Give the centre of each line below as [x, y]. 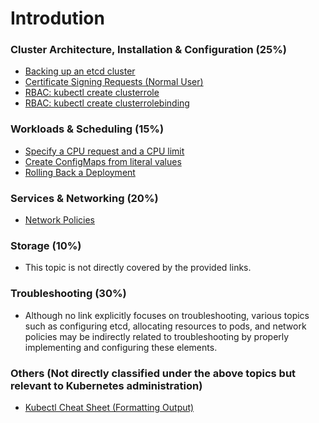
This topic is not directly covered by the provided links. [138, 268]
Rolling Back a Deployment [80, 172]
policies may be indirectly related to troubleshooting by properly [157, 336]
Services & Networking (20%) [84, 198]
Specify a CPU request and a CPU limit [104, 151]
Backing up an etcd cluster [80, 71]
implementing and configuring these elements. [121, 347]
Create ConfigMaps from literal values [103, 161]
